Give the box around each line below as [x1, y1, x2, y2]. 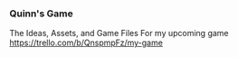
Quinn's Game [9, 7, 74, 20]
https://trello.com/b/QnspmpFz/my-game [9, 37, 163, 48]
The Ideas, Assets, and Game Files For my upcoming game [9, 28, 229, 39]
